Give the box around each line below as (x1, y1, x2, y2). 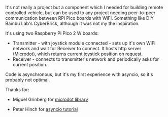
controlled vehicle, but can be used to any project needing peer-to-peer (5, 10, 156, 16)
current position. (12, 62, 47, 67)
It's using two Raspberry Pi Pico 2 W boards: (5, 30, 99, 36)
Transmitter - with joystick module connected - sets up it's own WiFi (12, 40, 156, 46)
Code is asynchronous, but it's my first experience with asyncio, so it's (5, 71, 153, 77)
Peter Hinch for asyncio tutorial (12, 106, 78, 112)
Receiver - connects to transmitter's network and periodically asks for (12, 56, 159, 62)
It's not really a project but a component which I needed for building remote (5, 5, 163, 10)
